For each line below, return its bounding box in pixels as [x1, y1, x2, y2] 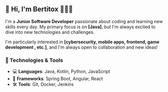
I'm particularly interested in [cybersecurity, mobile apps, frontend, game [5, 39, 159, 45]
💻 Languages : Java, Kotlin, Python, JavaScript [12, 68, 110, 74]
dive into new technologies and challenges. [5, 29, 95, 35]
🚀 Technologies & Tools [5, 56, 64, 63]
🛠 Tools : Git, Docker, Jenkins [12, 81, 74, 87]
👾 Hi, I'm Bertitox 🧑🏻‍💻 [5, 5, 73, 14]
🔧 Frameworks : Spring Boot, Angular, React [12, 76, 103, 82]
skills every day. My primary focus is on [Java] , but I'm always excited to [5, 24, 155, 30]
